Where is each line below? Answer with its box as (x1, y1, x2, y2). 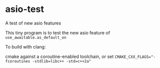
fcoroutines (5, 58, 30, 63)
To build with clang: (5, 43, 46, 49)
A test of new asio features (5, 20, 62, 26)
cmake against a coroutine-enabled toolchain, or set (5, 53, 114, 59)
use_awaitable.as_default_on (5, 35, 67, 40)
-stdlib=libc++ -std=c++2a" (32, 58, 92, 63)
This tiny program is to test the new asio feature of (5, 29, 110, 35)
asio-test (5, 3, 44, 15)
